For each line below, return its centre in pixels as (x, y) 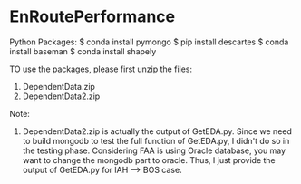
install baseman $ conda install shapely (83, 51)
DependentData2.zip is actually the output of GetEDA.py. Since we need (157, 131)
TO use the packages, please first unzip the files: (101, 69)
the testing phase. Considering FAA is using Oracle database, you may (154, 150)
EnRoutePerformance (92, 17)
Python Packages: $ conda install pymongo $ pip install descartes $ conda (149, 42)
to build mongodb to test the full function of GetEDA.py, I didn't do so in (156, 140)
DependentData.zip (58, 86)
